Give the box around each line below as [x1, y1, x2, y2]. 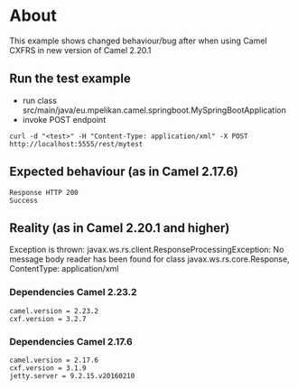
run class [22, 95, 57, 106]
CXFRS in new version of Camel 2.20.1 [9, 44, 152, 55]
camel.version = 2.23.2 [9, 306, 99, 316]
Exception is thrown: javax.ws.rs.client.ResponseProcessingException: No [9, 245, 284, 255]
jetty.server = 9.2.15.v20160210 [9, 371, 135, 380]
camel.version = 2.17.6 [9, 356, 99, 365]
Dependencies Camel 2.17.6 [9, 335, 133, 347]
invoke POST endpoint [22, 114, 107, 125]
